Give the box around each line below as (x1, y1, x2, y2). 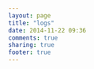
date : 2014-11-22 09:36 (8, 26, 87, 34)
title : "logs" (8, 19, 55, 27)
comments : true (8, 33, 58, 42)
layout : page (8, 11, 51, 20)
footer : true (8, 48, 51, 56)
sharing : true (8, 41, 55, 49)
